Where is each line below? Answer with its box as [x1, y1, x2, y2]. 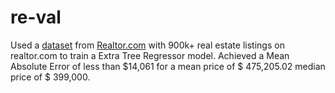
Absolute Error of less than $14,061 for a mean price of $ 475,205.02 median [10, 60, 326, 72]
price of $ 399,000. [10, 71, 91, 83]
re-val [10, 6, 62, 29]
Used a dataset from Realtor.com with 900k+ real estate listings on [10, 39, 285, 51]
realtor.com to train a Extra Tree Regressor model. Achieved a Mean [10, 49, 290, 61]
